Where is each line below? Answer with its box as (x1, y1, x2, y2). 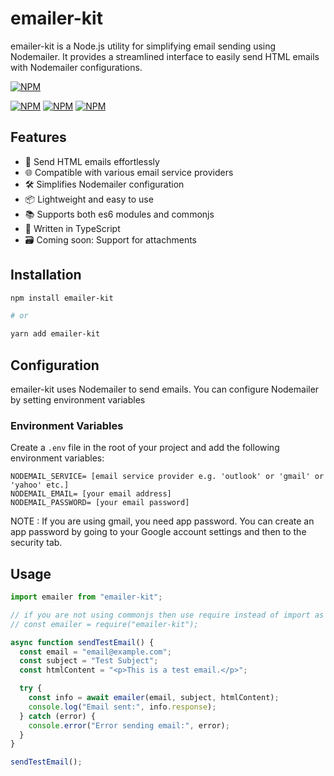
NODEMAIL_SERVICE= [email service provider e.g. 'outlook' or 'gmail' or (10, 472, 325, 482)
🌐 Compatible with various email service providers (24, 166, 234, 178)
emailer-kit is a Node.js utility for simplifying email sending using (10, 40, 277, 52)
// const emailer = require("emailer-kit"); (10, 619, 199, 629)
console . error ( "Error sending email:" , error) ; (28, 720, 230, 731)
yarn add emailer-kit (10, 329, 101, 339)
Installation (10, 267, 82, 284)
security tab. (10, 537, 63, 549)
